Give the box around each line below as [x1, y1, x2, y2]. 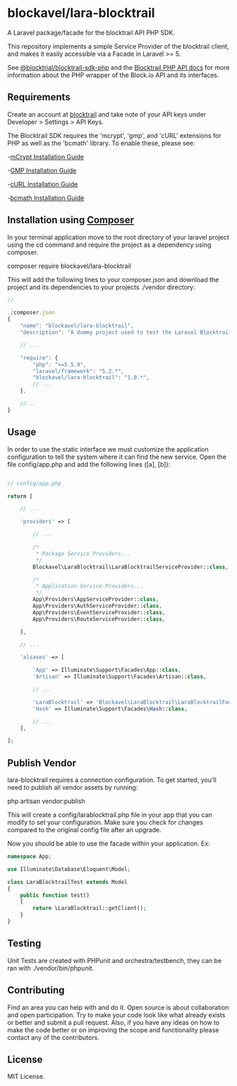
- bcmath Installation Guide [7, 193, 85, 202]
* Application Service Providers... [35, 583, 143, 590]
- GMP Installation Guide [7, 166, 77, 175]
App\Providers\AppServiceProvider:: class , [32, 596, 159, 603]
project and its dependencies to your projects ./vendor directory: [7, 283, 195, 291]
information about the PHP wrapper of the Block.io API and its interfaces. [7, 71, 220, 79]
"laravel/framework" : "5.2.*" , [32, 368, 125, 375]
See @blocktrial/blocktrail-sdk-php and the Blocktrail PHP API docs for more [7, 63, 230, 71]
